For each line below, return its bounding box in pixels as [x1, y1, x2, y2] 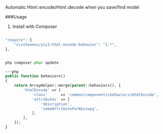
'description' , [40, 102, 72, 107]
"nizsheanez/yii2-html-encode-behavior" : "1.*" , [14, 42, 117, 47]
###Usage [5, 14, 27, 19]
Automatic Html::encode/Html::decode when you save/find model [5, 4, 140, 10]
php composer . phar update [5, 60, 59, 65]
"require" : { [5, 37, 32, 42]
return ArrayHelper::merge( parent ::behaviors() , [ [14, 83, 121, 88]
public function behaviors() [5, 74, 66, 79]
